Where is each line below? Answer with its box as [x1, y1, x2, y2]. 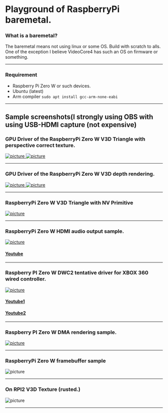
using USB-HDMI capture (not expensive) [5, 120, 137, 129]
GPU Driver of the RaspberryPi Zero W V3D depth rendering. [5, 171, 155, 178]
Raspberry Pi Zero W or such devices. [12, 83, 91, 89]
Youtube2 [5, 310, 26, 316]
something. [5, 54, 28, 60]
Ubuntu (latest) [12, 88, 44, 94]
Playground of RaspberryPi [5, 4, 120, 15]
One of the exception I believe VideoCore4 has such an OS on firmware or [5, 49, 158, 55]
